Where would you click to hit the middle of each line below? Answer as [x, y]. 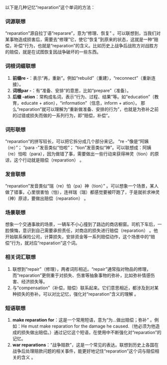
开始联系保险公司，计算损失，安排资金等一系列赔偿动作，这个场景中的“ [78, 237]
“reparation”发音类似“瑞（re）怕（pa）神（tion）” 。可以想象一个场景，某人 [82, 186]
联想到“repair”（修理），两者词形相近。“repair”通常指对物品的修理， [82, 269]
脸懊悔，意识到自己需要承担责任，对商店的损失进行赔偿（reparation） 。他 [82, 230]
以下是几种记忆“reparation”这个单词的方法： [50, 7]
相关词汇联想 [21, 257]
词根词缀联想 [21, 66]
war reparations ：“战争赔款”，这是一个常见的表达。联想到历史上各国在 [85, 345]
